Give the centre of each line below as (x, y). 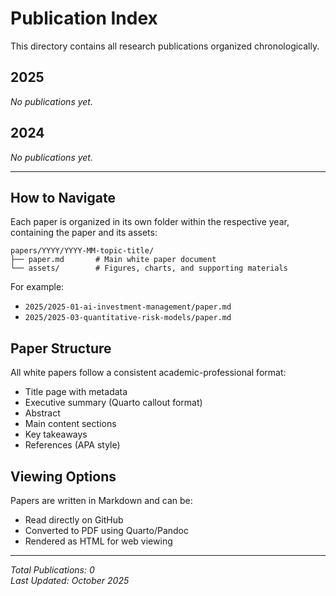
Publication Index (84, 18)
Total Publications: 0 (52, 570)
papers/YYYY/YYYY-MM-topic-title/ (82, 251)
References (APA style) (72, 445)
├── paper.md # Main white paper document (113, 260)
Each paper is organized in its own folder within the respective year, (150, 222)
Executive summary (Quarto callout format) (113, 403)
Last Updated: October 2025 (70, 580)
